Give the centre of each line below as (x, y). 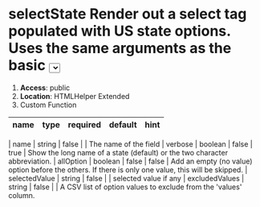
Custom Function (48, 105)
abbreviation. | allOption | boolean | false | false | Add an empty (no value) (130, 161)
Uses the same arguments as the (120, 48)
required (85, 124)
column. (22, 195)
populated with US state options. (120, 31)
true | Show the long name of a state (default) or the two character (118, 152)
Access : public (45, 87)
